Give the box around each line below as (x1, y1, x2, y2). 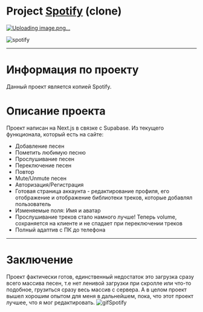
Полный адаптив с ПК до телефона (14, 226, 106, 233)
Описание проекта (6, 104, 106, 118)
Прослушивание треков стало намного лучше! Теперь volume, (14, 213, 177, 221)
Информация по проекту (6, 63, 139, 77)
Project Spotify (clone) (6, 4, 122, 18)
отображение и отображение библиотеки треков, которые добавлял (14, 194, 193, 201)
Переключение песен (14, 162, 72, 169)
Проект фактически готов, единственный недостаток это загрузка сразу (6, 273, 195, 280)
